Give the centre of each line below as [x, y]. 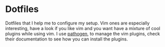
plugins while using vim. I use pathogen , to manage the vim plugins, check [83, 33]
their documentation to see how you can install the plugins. [67, 39]
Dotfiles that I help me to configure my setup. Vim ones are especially [77, 23]
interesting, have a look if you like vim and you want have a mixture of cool [83, 28]
